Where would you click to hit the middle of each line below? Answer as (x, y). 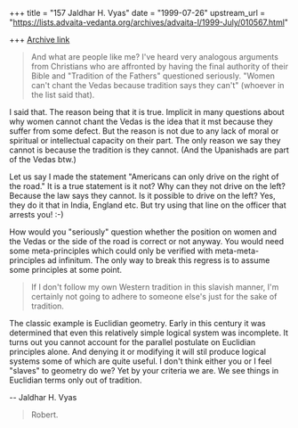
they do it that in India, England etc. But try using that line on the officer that (148, 205)
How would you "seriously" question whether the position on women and (143, 232)
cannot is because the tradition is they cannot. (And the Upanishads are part (149, 150)
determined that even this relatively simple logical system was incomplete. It (149, 333)
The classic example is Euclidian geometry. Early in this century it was (137, 323)
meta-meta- (237, 251)
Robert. (44, 415)
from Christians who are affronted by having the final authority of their (160, 66)
